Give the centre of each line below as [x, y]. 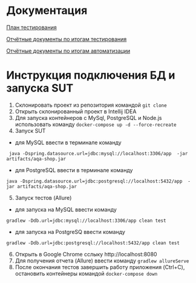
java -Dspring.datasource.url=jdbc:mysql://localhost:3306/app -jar [98, 153]
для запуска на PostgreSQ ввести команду [70, 231]
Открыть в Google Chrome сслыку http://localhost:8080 [86, 254]
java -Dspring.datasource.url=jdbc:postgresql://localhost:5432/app [94, 181]
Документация [47, 11]
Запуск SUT [30, 130]
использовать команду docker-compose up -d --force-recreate [96, 124]
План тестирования [31, 27]
